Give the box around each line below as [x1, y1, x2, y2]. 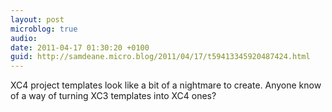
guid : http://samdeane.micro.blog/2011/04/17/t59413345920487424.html [10, 52, 311, 62]
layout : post [10, 14, 65, 25]
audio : [10, 33, 38, 43]
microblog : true [10, 24, 78, 34]
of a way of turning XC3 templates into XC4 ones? [10, 90, 217, 102]
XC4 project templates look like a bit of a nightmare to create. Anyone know [10, 79, 322, 91]
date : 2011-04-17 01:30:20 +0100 [10, 42, 150, 53]
